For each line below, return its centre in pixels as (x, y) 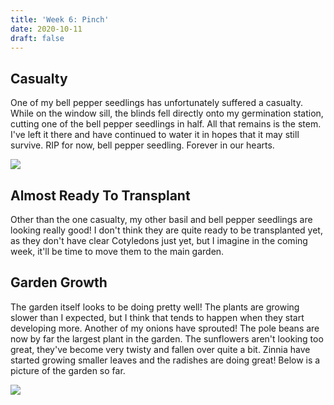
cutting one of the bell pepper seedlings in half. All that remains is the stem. (166, 124)
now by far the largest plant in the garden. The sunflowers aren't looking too (167, 338)
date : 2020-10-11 (46, 29)
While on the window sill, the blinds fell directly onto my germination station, (167, 113)
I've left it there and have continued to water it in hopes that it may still (155, 135)
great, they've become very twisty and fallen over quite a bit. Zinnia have (160, 349)
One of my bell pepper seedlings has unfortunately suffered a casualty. (156, 103)
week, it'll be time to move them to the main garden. (117, 251)
